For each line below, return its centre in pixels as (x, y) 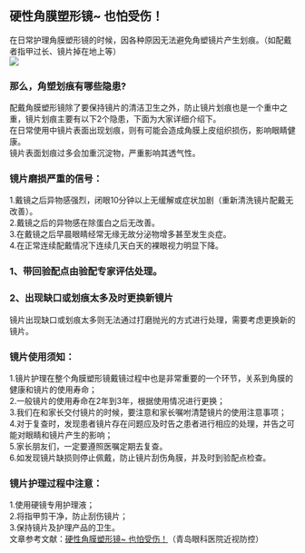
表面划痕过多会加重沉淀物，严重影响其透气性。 (113, 153)
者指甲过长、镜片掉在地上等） (65, 51)
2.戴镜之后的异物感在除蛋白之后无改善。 (85, 223)
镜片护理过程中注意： (56, 483)
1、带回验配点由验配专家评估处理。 (86, 272)
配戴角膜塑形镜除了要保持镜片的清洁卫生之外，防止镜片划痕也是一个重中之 (148, 108)
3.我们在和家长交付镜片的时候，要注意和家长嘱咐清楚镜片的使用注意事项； (148, 412)
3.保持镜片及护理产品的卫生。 (65, 528)
